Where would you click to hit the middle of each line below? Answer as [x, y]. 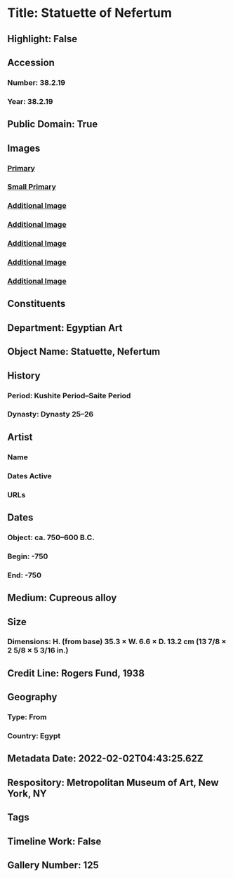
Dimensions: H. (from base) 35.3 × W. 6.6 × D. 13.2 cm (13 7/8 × [117, 642]
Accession [31, 62]
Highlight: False [42, 39]
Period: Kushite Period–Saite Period [69, 395]
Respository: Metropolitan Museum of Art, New [113, 782]
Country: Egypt [34, 736]
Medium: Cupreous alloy [62, 598]
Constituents [36, 304]
